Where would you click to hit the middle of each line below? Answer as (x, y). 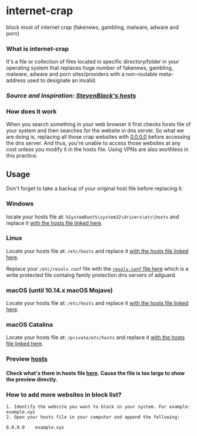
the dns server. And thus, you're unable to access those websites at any (94, 143)
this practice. (22, 156)
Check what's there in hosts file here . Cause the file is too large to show (96, 373)
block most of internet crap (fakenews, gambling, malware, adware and (93, 27)
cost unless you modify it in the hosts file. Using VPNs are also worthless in (97, 149)
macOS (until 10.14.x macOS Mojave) (59, 290)
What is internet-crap (38, 48)
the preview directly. (32, 379)
